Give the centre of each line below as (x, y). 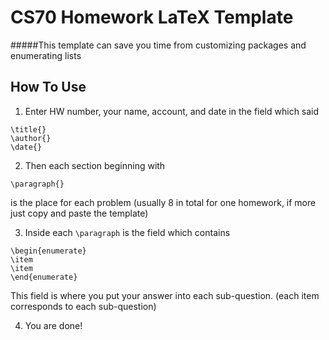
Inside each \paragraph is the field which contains (127, 232)
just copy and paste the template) (79, 213)
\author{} (31, 138)
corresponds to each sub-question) (83, 306)
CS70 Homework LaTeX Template (152, 17)
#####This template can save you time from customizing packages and (158, 45)
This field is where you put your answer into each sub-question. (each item (165, 295)
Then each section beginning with (95, 165)
